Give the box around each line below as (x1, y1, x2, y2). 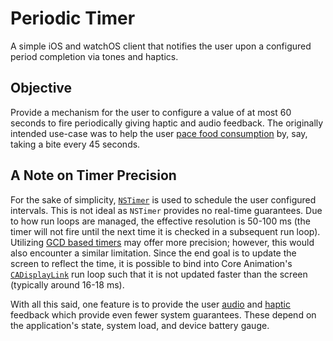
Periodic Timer (10, 7, 136, 30)
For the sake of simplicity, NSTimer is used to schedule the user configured (10, 193, 317, 206)
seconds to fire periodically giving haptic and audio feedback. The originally (10, 117, 324, 129)
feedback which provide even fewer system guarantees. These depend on (10, 308, 317, 321)
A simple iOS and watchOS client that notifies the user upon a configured (10, 40, 312, 52)
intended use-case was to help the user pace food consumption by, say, (10, 127, 308, 139)
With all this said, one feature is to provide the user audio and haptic (10, 298, 291, 310)
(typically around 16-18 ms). (10, 278, 125, 291)
